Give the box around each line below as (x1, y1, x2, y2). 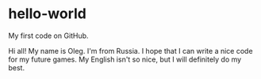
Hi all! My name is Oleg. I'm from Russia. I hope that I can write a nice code (8, 46, 253, 55)
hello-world (8, 5, 87, 23)
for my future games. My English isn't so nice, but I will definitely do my (8, 55, 242, 64)
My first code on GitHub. (8, 31, 89, 40)
